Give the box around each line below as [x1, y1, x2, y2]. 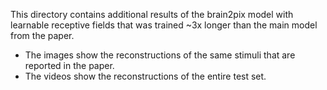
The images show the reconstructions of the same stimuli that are [24, 49, 296, 61]
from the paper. [10, 30, 75, 41]
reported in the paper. [24, 60, 115, 71]
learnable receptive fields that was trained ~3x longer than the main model [10, 19, 318, 31]
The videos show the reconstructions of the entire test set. [24, 70, 267, 82]
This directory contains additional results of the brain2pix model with [10, 9, 294, 20]
